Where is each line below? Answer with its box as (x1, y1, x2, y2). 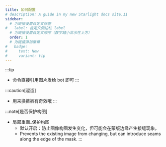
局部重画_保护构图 (12, 119, 50, 125)
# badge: (5, 44, 28, 49)
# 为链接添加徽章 (9, 40, 40, 45)
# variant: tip (5, 53, 46, 58)
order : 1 (9, 35, 28, 40)
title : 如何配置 (5, 7, 36, 12)
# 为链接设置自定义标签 (9, 21, 51, 26)
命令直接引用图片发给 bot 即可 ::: (12, 77, 80, 83)
